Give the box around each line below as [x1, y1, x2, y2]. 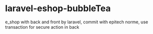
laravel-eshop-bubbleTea [5, 3, 111, 14]
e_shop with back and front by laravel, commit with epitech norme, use [5, 19, 149, 25]
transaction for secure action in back [5, 24, 79, 30]
